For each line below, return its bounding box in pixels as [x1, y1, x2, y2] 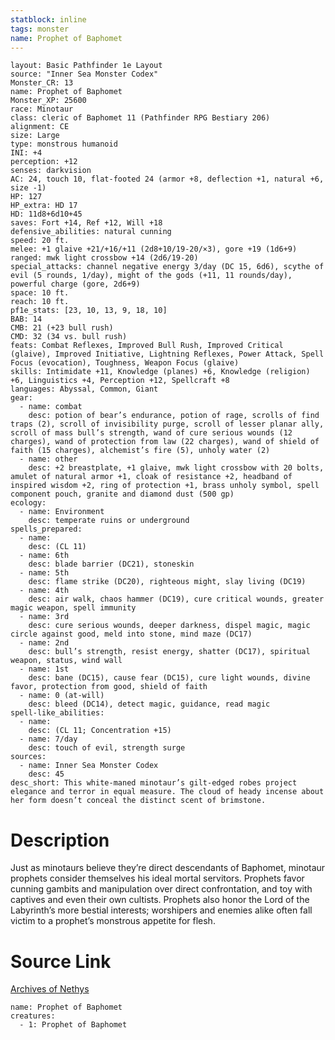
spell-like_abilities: [10, 708, 105, 718]
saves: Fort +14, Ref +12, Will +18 [10, 218, 163, 228]
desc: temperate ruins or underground [28, 516, 190, 526]
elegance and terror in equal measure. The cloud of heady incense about [10, 787, 325, 797]
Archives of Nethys [10, 983, 90, 995]
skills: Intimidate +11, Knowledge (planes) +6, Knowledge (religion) [10, 367, 311, 377]
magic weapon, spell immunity [10, 603, 137, 613]
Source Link [10, 950, 112, 973]
